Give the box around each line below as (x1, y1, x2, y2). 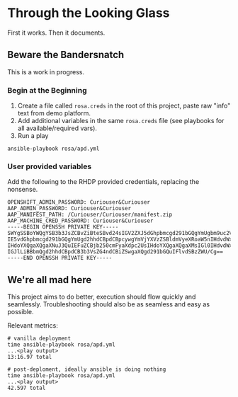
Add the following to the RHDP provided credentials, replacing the (7, 178, 200, 186)
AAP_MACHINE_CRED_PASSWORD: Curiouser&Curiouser (7, 217, 154, 224)
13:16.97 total (7, 354, 52, 361)
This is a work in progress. (7, 67, 85, 76)
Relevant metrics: (7, 321, 58, 330)
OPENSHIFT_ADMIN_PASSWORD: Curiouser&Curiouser (7, 199, 151, 206)
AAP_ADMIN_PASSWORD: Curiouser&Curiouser (7, 205, 132, 212)
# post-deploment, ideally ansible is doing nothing (7, 366, 166, 373)
